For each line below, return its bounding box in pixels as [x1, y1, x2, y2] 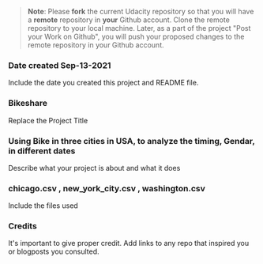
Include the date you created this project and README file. [8, 78, 199, 88]
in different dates [8, 145, 76, 157]
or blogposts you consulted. [8, 247, 100, 256]
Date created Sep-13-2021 [8, 59, 111, 70]
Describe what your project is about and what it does [8, 163, 181, 172]
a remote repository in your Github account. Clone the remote [27, 15, 231, 25]
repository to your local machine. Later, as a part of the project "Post [27, 24, 251, 32]
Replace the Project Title [8, 115, 88, 125]
